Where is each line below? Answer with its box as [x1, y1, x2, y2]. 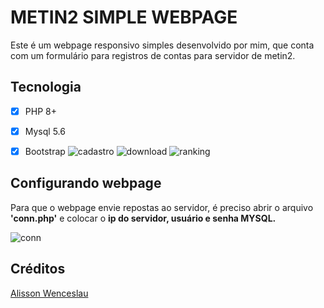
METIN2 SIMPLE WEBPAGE [10, 6, 238, 29]
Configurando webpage [10, 175, 162, 192]
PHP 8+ [24, 105, 57, 117]
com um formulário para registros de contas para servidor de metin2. [10, 49, 296, 61]
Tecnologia [10, 79, 82, 96]
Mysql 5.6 [24, 125, 66, 137]
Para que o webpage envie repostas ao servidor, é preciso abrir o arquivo [10, 201, 314, 213]
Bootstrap [24, 145, 66, 157]
